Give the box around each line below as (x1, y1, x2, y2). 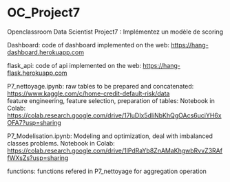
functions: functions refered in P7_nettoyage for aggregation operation (7, 167, 207, 175)
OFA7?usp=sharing (7, 118, 62, 126)
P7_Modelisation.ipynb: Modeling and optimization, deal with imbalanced (7, 132, 213, 140)
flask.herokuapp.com (7, 69, 67, 77)
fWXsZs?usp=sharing (7, 153, 69, 162)
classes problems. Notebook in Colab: (7, 139, 115, 147)
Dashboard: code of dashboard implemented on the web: (7, 41, 170, 49)
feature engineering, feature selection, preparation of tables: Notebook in (7, 96, 215, 104)
